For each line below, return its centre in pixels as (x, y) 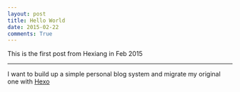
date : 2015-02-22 (33, 27)
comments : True (30, 34)
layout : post (27, 14)
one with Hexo (29, 81)
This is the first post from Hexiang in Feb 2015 (75, 54)
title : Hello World (36, 21)
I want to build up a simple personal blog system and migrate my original (114, 74)
